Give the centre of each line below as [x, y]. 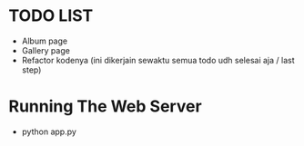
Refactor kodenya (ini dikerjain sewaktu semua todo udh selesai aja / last [158, 60]
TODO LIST [51, 16]
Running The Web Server [105, 107]
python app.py [49, 131]
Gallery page [46, 50]
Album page [45, 41]
